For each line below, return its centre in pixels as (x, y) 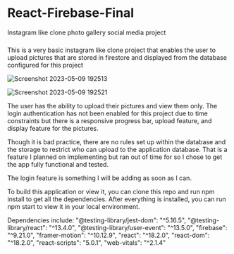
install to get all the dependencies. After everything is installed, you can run (117, 199)
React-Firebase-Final (70, 13)
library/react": (27, 227)
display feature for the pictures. (53, 128)
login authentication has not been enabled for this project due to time (107, 113)
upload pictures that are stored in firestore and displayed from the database (117, 57)
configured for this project (45, 65)
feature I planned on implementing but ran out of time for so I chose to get (115, 157)
